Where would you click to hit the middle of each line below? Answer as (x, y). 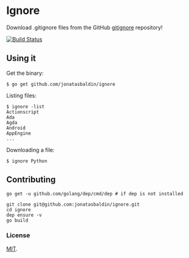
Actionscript (23, 112)
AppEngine (19, 133)
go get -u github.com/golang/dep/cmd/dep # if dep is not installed (95, 193)
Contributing (31, 180)
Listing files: (22, 96)
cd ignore (19, 210)
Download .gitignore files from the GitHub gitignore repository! (84, 27)
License (18, 235)
